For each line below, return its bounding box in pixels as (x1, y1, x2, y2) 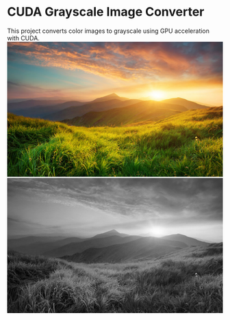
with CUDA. (7, 34, 40, 42)
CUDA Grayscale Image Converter (7, 4, 205, 20)
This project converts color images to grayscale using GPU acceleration (7, 27, 210, 35)
